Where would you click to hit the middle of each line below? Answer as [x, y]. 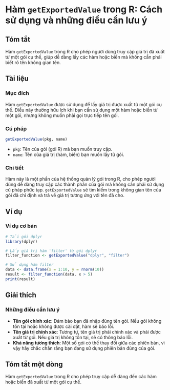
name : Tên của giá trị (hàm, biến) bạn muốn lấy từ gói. [68, 154]
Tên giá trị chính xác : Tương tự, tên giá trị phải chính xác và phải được [87, 331]
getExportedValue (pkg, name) [36, 139]
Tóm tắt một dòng [34, 364]
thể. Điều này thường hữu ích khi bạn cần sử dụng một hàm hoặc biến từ [81, 110]
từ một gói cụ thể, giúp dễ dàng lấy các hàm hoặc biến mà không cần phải [84, 57]
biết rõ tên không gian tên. [33, 62]
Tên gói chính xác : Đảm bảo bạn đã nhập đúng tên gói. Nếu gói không [87, 321]
